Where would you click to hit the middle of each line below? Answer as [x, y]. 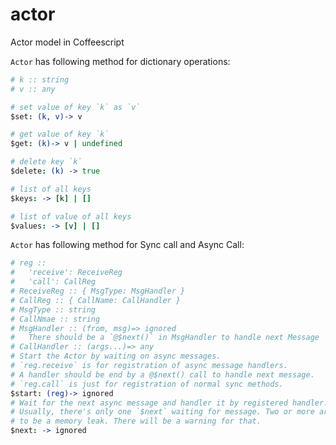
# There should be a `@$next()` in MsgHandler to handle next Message [165, 338]
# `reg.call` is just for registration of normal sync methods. [147, 384]
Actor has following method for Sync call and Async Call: [127, 245]
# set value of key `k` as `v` [75, 107]
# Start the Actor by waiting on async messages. [116, 356]
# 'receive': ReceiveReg [66, 273]
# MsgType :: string [53, 309]
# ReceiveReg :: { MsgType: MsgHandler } [98, 291]
